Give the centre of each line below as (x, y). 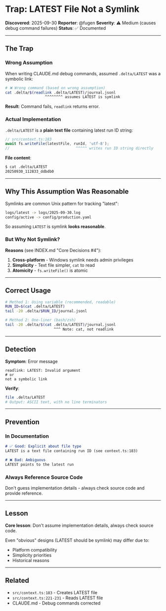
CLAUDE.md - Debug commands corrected (56, 603)
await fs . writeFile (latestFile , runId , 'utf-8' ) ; (57, 144)
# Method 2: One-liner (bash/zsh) (41, 320)
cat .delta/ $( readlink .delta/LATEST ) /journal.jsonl (61, 93)
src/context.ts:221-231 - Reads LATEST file (58, 598)
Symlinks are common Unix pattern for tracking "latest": (62, 204)
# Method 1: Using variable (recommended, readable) (61, 302)
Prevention (22, 422)
